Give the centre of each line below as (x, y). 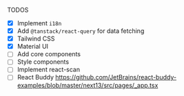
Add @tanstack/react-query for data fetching (81, 31)
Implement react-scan (49, 70)
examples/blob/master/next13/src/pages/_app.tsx (88, 85)
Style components (43, 62)
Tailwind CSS (36, 39)
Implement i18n (39, 23)
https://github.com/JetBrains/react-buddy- (116, 77)
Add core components (49, 54)
